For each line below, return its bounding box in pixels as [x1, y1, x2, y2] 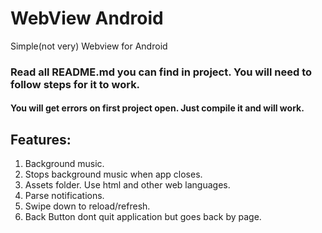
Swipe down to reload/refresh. [24, 200, 151, 212]
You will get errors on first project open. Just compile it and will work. [10, 102, 305, 114]
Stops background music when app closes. [24, 168, 203, 181]
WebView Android [10, 7, 164, 30]
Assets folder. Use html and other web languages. [24, 179, 231, 191]
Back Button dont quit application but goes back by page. [24, 211, 262, 223]
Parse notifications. [24, 190, 105, 202]
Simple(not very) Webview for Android [10, 40, 168, 52]
